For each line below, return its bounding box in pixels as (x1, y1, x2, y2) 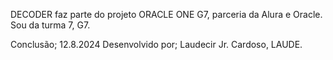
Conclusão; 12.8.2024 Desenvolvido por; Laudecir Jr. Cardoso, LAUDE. (10, 39, 303, 50)
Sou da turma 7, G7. (10, 19, 91, 31)
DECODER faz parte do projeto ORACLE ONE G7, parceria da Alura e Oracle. (10, 9, 323, 20)
